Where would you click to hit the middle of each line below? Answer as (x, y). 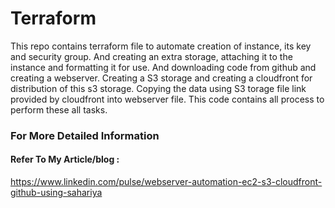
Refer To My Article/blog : (65, 159)
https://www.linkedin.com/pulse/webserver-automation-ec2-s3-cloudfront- (166, 182)
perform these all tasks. (59, 109)
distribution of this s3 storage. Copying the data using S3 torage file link (158, 88)
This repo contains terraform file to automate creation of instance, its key (161, 46)
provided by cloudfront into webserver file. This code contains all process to (167, 99)
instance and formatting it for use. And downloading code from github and (163, 67)
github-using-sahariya (56, 193)
